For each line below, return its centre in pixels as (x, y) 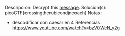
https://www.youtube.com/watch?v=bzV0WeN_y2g (66, 28)
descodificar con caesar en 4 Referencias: (57, 23)
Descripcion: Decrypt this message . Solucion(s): (56, 7)
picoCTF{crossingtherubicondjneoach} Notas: (53, 13)
